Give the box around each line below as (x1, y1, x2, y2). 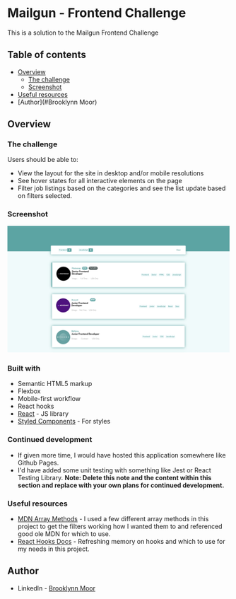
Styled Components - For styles (17, 417, 111, 426)
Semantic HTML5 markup (17, 380, 93, 388)
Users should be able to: (7, 156, 79, 164)
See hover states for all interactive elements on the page (17, 177, 182, 185)
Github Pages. (17, 458, 59, 467)
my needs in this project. (17, 545, 90, 553)
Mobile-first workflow (17, 395, 81, 403)
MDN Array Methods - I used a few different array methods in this (17, 515, 209, 523)
